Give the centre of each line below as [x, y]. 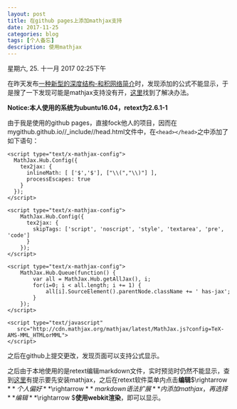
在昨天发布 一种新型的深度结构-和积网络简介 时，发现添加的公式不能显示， [115, 84]
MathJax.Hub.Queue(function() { [68, 273]
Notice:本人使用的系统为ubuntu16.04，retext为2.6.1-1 [88, 107]
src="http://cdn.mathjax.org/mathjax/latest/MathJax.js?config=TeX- [120, 329]
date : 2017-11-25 [33, 27]
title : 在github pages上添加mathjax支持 [65, 21]
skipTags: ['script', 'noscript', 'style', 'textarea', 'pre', [128, 229]
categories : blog [33, 34]
